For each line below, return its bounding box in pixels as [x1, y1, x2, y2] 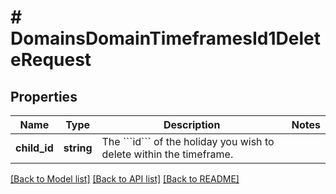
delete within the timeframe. [101, 147, 234, 161]
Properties [10, 88, 78, 105]
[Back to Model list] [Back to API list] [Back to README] [10, 173, 240, 185]
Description [163, 118, 221, 131]
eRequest [10, 49, 92, 71]
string [63, 141, 93, 155]
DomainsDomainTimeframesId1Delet [10, 27, 321, 50]
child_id [15, 141, 54, 155]
